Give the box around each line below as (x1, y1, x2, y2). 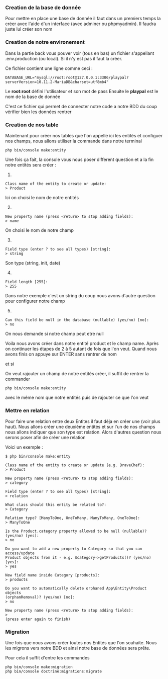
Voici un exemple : (5, 444, 44, 450)
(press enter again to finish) (5, 617, 71, 622)
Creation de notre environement (5, 39, 85, 46)
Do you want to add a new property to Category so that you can (5, 546, 142, 552)
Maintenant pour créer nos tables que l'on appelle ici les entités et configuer (5, 132, 163, 138)
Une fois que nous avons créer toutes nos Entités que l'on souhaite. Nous (5, 640, 157, 646)
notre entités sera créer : (5, 161, 56, 167)
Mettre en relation (5, 407, 50, 414)
